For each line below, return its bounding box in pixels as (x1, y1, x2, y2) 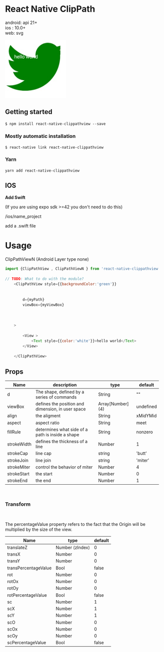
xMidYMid (136, 413, 157, 419)
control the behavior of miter (36, 464, 93, 470)
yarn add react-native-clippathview (5, 168, 80, 173)
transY (7, 558, 20, 564)
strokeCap (7, 450, 28, 456)
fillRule (7, 429, 21, 435)
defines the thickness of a (36, 439, 88, 445)
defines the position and (36, 401, 84, 407)
